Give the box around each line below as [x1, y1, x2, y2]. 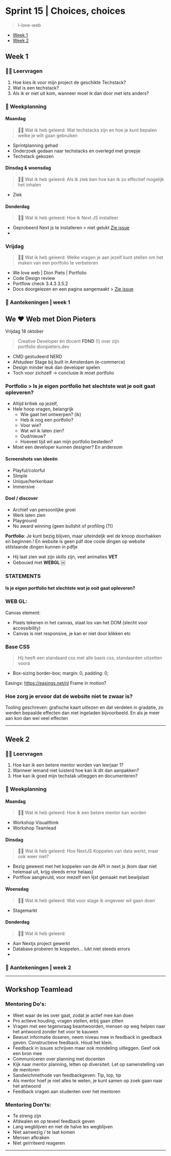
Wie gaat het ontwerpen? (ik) [20, 411, 81, 418]
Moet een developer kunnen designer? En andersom [12, 444, 123, 450]
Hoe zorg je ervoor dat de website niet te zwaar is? [5, 692, 133, 700]
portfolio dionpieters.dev [17, 343, 70, 350]
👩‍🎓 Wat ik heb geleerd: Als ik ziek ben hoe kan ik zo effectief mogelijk [17, 176, 164, 182]
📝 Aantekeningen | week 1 [5, 299, 70, 306]
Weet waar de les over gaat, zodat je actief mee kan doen [12, 1012, 134, 1018]
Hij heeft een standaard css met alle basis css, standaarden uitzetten [17, 655, 162, 661]
